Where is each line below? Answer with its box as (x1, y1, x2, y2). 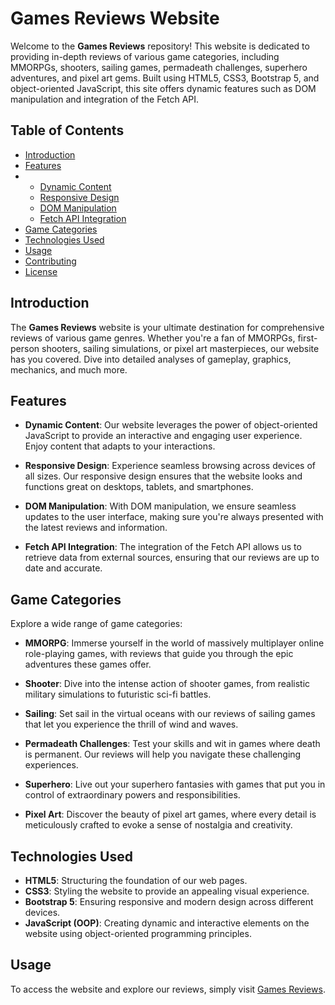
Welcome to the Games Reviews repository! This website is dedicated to (10, 40, 310, 52)
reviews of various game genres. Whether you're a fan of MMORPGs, (10, 332, 296, 344)
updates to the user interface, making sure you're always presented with (24, 511, 324, 523)
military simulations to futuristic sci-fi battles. (24, 688, 212, 701)
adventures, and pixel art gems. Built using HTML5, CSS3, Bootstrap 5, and (10, 72, 320, 84)
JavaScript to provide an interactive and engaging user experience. (24, 430, 303, 442)
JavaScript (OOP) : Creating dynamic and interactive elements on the (24, 917, 310, 929)
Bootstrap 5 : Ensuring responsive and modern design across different (24, 896, 314, 907)
